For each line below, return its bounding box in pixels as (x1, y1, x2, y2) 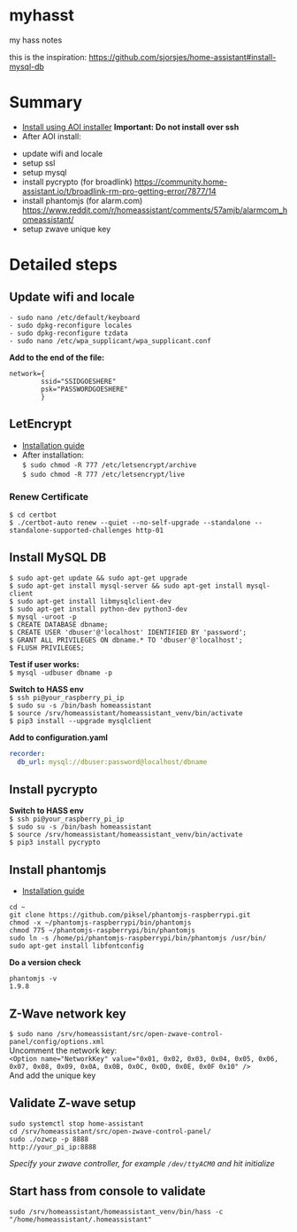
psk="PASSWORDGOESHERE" (41, 385, 128, 394)
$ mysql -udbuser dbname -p (9, 668, 113, 677)
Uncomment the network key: (9, 1045, 118, 1056)
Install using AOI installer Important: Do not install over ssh (21, 121, 240, 132)
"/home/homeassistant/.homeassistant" (9, 1215, 152, 1224)
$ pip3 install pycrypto (9, 838, 101, 847)
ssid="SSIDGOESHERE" (41, 377, 117, 386)
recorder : (9, 749, 46, 758)
